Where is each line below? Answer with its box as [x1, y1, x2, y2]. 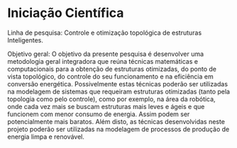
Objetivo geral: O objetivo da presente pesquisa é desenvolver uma [7, 50, 204, 58]
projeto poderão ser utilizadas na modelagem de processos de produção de [7, 125, 230, 133]
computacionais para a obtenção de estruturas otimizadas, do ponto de [7, 64, 216, 73]
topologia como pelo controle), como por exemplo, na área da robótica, [7, 94, 216, 103]
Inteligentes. [7, 35, 44, 44]
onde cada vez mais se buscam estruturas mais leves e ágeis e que [7, 102, 205, 110]
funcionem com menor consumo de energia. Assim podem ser [7, 110, 190, 118]
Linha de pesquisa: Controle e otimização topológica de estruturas [7, 28, 202, 37]
